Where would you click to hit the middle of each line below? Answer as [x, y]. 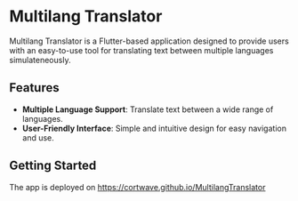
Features [34, 88]
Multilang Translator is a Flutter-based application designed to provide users [149, 41]
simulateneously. [40, 60]
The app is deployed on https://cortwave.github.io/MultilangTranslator [137, 187]
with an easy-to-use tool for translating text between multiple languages [141, 50]
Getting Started [53, 166]
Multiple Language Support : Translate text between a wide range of [148, 109]
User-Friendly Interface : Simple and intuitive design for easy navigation [154, 128]
